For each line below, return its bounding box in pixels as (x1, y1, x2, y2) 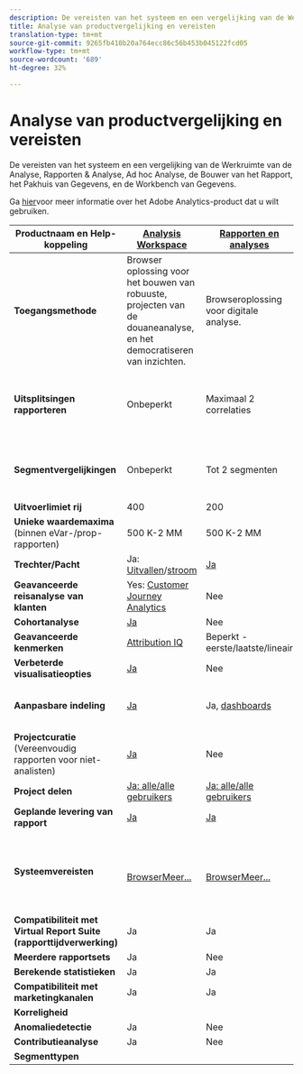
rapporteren (14, 403, 68, 416)
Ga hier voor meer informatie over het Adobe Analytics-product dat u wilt (9, 196, 280, 207)
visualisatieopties (14, 667, 92, 680)
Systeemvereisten (14, 865, 95, 877)
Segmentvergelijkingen (14, 463, 117, 476)
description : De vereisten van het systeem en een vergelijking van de (9, 13, 284, 23)
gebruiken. (9, 205, 50, 217)
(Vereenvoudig (14, 742, 77, 755)
